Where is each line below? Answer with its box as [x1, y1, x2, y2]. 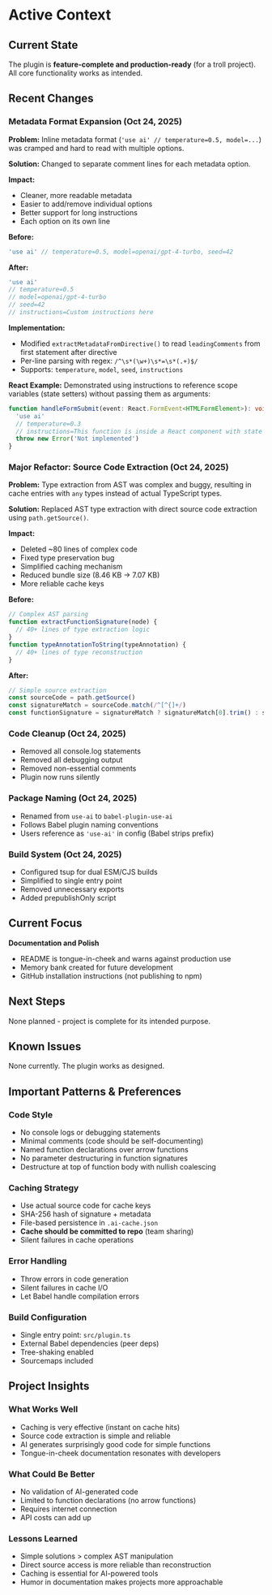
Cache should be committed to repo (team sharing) [19, 1226, 194, 1236]
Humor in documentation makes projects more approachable [19, 1577, 223, 1587]
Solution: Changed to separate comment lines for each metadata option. [8, 158, 251, 168]
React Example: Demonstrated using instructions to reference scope [8, 380, 238, 390]
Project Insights [8, 1379, 90, 1394]
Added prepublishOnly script [19, 893, 117, 902]
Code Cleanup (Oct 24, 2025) [8, 728, 127, 740]
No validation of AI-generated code [19, 1487, 139, 1496]
